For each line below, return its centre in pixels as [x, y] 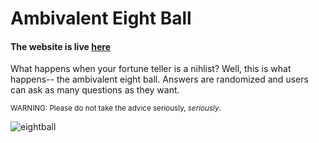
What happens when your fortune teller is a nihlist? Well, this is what [151, 69]
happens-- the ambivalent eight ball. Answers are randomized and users [159, 79]
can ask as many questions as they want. [95, 90]
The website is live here [60, 46]
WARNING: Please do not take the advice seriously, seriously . [116, 108]
